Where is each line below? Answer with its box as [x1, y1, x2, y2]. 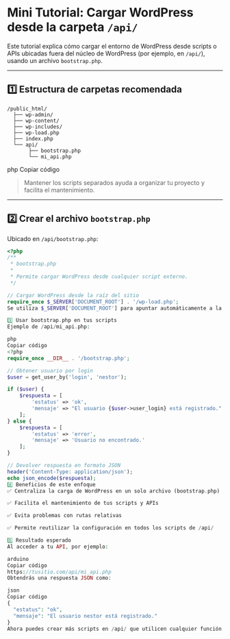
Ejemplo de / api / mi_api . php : [7, 323, 90, 330]
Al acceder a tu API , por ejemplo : [7, 543, 109, 550]
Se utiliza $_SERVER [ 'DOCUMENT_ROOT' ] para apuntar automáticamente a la [7, 305, 222, 312]
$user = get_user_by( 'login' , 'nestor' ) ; [7, 373, 127, 381]
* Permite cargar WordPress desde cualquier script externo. [10, 273, 188, 280]
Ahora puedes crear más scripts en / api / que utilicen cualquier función [7, 625, 222, 632]
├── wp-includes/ [13, 123, 63, 130]
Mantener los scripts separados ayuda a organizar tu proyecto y [23, 178, 205, 186]
